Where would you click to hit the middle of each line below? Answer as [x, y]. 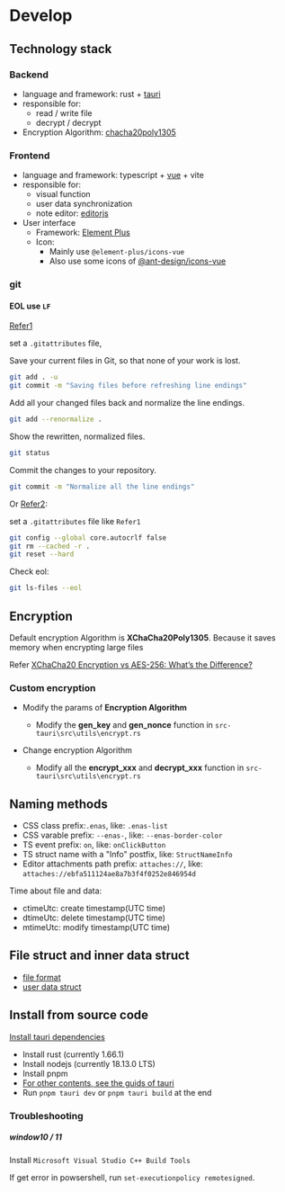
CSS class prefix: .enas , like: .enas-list [95, 826]
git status [30, 453]
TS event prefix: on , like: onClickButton [94, 845]
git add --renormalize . [56, 419]
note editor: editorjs [72, 213]
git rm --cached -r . [50, 546]
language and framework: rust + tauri [91, 94]
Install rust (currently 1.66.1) [73, 1054]
